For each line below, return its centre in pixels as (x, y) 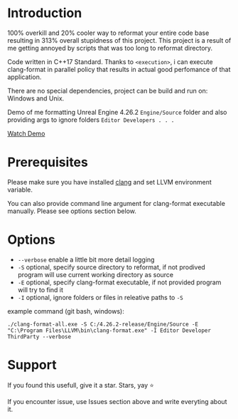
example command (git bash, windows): (66, 311)
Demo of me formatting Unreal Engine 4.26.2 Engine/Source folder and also (117, 112)
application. (25, 77)
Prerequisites (48, 162)
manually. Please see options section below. (72, 211)
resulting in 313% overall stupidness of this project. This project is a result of (119, 40)
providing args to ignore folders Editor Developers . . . (91, 120)
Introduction (45, 13)
